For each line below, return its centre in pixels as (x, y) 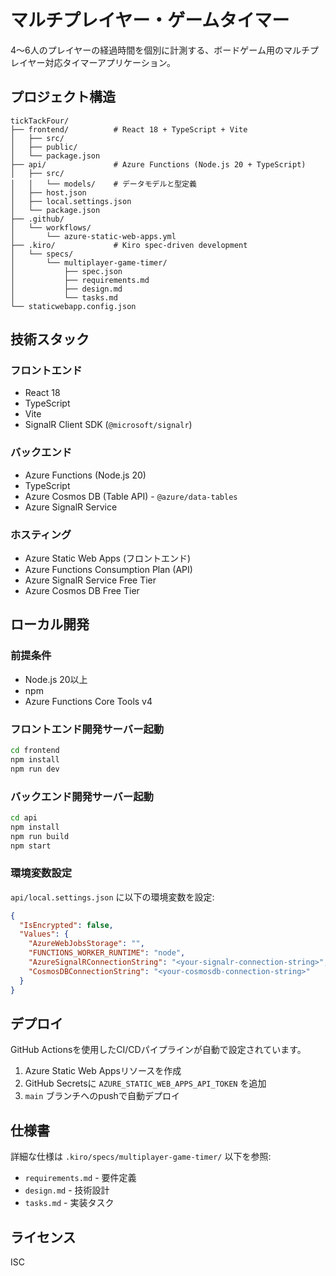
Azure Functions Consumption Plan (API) (108, 570)
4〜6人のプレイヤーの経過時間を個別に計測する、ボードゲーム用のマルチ (160, 50)
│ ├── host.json (48, 192)
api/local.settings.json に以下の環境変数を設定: (112, 897)
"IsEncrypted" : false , (66, 925)
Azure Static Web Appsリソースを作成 (103, 1071)
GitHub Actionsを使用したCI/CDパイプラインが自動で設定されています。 (158, 1050)
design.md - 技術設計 (67, 1190)
